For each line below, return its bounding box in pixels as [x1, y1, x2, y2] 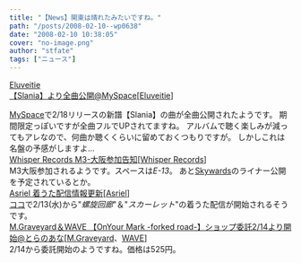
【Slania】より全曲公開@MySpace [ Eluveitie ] [9, 91, 174, 101]
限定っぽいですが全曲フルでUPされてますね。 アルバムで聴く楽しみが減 [16, 120, 280, 131]
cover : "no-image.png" [9, 38, 94, 48]
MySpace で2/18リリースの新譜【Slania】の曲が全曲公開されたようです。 [9, 110, 278, 119]
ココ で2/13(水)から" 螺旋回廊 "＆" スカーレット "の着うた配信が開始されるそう [9, 199, 289, 209]
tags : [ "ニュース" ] [9, 55, 76, 64]
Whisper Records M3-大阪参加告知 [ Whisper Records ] [9, 154, 208, 164]
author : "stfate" [9, 47, 74, 56]
